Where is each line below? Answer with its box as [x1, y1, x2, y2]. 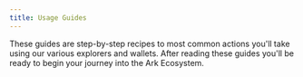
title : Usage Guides [9, 13, 88, 23]
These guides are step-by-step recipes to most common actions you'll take [9, 38, 290, 49]
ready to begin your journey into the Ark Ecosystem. [9, 57, 204, 68]
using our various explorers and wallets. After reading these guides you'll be [9, 47, 295, 59]
